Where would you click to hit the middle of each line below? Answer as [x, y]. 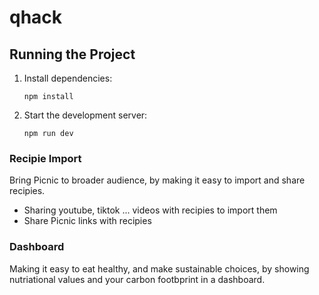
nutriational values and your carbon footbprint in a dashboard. [137, 279]
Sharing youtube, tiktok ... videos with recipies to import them [150, 210]
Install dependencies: [68, 78]
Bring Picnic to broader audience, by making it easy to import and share [157, 180]
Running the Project [72, 54]
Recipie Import [45, 158]
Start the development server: [85, 115]
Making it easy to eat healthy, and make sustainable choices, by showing [159, 268]
